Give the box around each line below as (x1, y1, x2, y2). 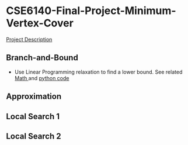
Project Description (6, 36, 53, 43)
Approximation (6, 92, 62, 102)
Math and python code (14, 74, 69, 81)
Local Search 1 (6, 111, 60, 121)
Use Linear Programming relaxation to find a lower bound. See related (14, 68, 183, 75)
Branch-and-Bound (6, 53, 79, 63)
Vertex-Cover (6, 16, 74, 30)
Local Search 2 (6, 131, 61, 141)
